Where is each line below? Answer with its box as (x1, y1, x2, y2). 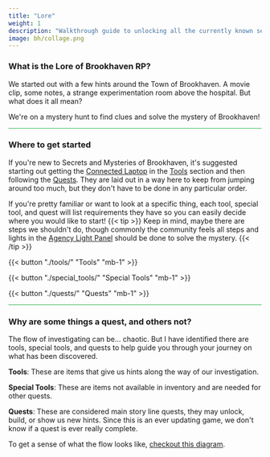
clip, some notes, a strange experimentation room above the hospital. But (8, 88, 251, 97)
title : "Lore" (8, 11, 56, 20)
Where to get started (8, 139, 92, 150)
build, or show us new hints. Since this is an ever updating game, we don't (8, 415, 255, 425)
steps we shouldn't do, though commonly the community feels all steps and (8, 224, 260, 234)
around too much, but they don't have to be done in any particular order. (8, 183, 247, 193)
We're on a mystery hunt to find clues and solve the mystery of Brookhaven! (8, 112, 260, 121)
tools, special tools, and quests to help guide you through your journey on (8, 343, 252, 352)
